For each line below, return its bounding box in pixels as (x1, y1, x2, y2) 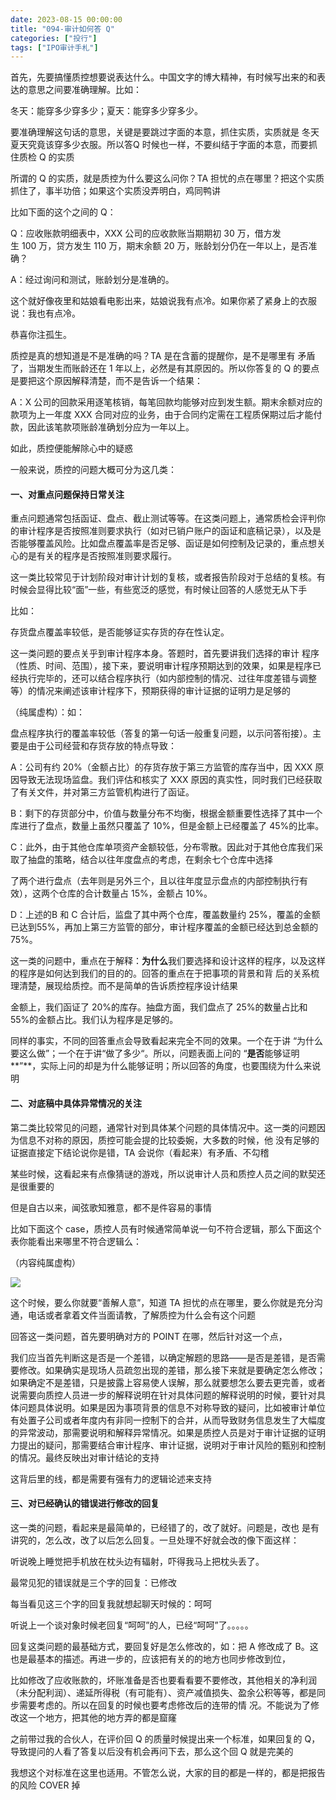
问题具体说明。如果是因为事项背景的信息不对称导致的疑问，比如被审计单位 (18, 1401, 326, 1413)
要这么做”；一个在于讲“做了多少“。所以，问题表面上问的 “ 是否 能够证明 (10, 1047, 300, 1060)
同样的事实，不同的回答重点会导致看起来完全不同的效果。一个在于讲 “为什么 (10, 1035, 324, 1047)
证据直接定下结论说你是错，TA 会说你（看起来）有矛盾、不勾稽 (10, 1146, 270, 1158)
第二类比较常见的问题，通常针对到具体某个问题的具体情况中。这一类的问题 (10, 1121, 317, 1133)
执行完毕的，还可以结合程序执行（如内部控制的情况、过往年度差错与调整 (18, 672, 317, 685)
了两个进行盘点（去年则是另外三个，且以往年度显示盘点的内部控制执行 (10, 875, 300, 887)
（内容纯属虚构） (10, 1256, 81, 1268)
